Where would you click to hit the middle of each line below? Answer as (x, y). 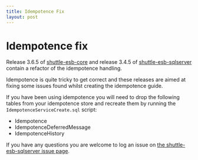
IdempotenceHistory (39, 134)
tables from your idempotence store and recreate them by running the (91, 104)
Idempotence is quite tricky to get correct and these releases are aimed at (96, 80)
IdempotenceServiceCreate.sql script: (52, 110)
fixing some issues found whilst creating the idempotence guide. (85, 86)
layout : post (22, 17)
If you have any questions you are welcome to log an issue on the (85, 145)
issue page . (55, 151)
